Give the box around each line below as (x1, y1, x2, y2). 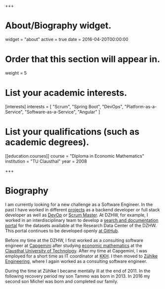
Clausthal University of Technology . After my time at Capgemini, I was (5, 248, 147, 253)
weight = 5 (5, 70, 27, 76)
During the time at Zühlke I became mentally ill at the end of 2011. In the (5, 268, 151, 274)
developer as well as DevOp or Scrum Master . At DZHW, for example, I (5, 212, 148, 218)
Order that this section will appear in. (5, 54, 161, 65)
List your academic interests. (5, 87, 127, 99)
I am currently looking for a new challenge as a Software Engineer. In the (5, 201, 153, 207)
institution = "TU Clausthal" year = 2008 (5, 158, 87, 164)
